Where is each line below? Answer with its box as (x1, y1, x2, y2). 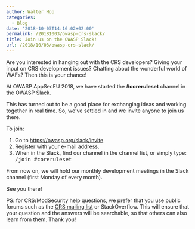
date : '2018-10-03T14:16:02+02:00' (6, 25, 95, 32)
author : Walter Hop (6, 8, 55, 15)
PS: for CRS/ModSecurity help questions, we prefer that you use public (6, 197, 181, 204)
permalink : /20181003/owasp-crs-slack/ (6, 31, 106, 37)
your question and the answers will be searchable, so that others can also (6, 209, 187, 216)
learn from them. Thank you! (6, 216, 76, 223)
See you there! (6, 185, 42, 192)
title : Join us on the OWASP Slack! (6, 36, 97, 42)
